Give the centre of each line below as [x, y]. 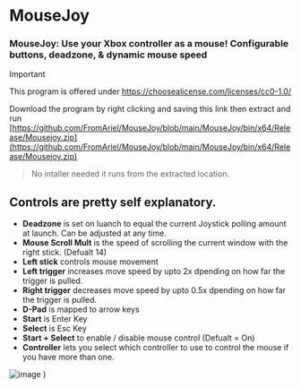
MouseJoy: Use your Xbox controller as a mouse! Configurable [149, 44]
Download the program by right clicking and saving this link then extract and [150, 109]
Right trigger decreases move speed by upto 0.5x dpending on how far [154, 290]
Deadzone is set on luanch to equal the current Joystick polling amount [154, 224]
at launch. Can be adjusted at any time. [95, 233]
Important [27, 74]
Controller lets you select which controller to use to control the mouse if [155, 348]
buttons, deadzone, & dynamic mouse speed [108, 55]
